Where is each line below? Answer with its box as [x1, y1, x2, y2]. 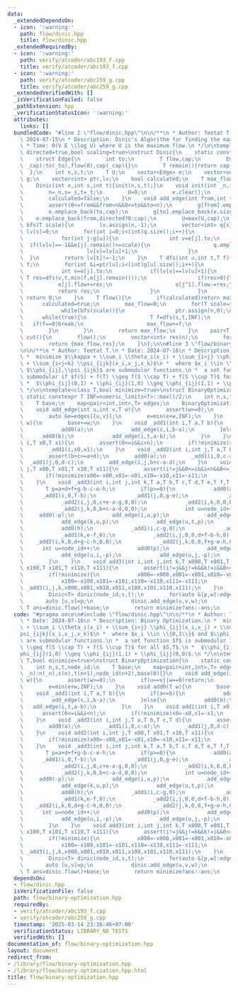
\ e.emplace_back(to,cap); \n [20, 209, 129, 216]
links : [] [20, 122, 50, 130]
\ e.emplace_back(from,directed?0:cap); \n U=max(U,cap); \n [20, 215, 230, 222]
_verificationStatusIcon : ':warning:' [13, 109, 129, 116]
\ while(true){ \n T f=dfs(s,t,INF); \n [20, 314, 211, 321]
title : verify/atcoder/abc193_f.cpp [20, 63, 129, 70]
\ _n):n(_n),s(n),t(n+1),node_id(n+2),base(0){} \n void [20, 670, 198, 678]
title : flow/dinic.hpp [20, 37, 87, 44]
